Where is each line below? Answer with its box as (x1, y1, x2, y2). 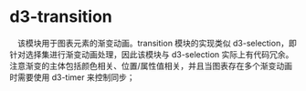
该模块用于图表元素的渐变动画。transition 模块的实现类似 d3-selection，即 (17, 37, 297, 48)
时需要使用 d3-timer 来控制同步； (9, 71, 135, 83)
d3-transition (9, 6, 112, 27)
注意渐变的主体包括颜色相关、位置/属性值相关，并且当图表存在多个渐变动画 (9, 60, 293, 71)
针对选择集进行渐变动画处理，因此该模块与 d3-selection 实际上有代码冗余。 (9, 48, 294, 60)
